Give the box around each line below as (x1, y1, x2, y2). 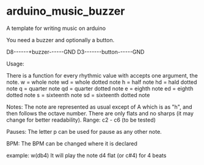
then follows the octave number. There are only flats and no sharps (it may (6, 109, 194, 117)
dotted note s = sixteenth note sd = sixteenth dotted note (6, 91, 150, 98)
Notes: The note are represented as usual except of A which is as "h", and (6, 103, 192, 111)
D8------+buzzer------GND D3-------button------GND (6, 48, 145, 56)
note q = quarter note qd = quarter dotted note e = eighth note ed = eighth (6, 84, 194, 92)
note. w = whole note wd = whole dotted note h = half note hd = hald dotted (6, 78, 197, 86)
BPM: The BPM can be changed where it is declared (6, 139, 137, 147)
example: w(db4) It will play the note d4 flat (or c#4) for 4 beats (6, 152, 167, 159)
